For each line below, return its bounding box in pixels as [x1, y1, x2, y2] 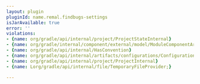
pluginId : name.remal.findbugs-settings [6, 14, 108, 20]
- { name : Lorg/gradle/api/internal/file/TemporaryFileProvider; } [6, 63, 171, 70]
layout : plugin [6, 8, 44, 15]
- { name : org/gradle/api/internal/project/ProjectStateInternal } [6, 36, 171, 42]
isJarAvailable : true [6, 20, 60, 25]
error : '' [6, 25, 31, 31]
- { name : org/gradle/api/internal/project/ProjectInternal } [6, 58, 159, 64]
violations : [6, 31, 36, 37]
